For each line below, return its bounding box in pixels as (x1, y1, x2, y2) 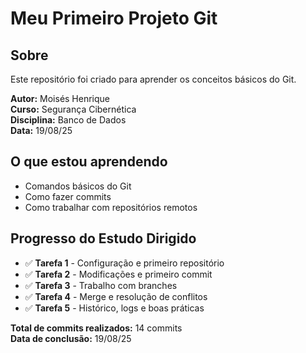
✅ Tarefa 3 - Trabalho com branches (24, 279, 178, 291)
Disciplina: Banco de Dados (10, 114, 127, 126)
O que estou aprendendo (10, 153, 168, 171)
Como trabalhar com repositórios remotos (24, 201, 198, 213)
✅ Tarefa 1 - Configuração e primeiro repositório (24, 257, 225, 269)
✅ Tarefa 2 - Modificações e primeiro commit (24, 268, 213, 280)
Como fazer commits (24, 190, 112, 202)
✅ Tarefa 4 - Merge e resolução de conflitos (24, 290, 208, 302)
